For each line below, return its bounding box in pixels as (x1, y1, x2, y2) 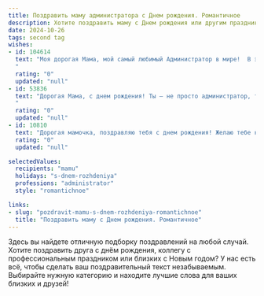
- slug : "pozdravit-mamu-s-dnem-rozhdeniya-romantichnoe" (8, 208, 202, 216)
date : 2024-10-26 (8, 26, 65, 34)
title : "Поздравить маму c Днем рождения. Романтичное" (15, 216, 202, 224)
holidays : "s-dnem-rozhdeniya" (15, 172, 118, 180)
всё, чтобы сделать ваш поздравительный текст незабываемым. (8, 262, 226, 272)
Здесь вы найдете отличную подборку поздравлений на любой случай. (8, 237, 249, 246)
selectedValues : (8, 157, 61, 165)
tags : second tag (8, 33, 65, 42)
